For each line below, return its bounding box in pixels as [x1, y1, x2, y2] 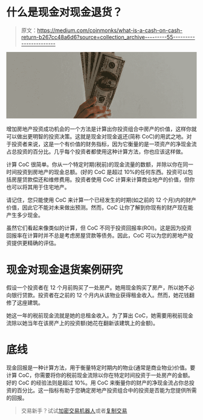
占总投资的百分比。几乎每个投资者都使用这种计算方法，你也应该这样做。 [6, 148, 186, 155]
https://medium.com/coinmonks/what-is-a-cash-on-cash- [37, 27, 183, 34]
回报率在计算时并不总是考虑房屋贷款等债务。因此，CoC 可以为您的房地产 [6, 232, 188, 239]
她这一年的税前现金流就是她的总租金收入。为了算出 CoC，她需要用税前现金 [6, 312, 193, 319]
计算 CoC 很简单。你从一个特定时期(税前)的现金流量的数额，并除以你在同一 [6, 161, 193, 168]
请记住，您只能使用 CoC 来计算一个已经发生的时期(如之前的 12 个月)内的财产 [6, 196, 197, 204]
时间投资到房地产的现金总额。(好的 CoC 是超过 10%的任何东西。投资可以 [6, 169, 188, 176]
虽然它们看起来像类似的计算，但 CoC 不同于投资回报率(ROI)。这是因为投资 [6, 224, 192, 231]
